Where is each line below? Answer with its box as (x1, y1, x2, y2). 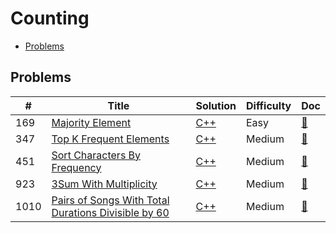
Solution (195, 98, 237, 112)
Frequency (51, 160, 102, 174)
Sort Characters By (51, 148, 142, 162)
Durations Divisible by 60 (51, 205, 170, 219)
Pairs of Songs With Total (51, 193, 170, 207)
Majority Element (51, 115, 132, 129)
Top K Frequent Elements (51, 132, 170, 146)
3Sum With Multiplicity (51, 177, 158, 191)
